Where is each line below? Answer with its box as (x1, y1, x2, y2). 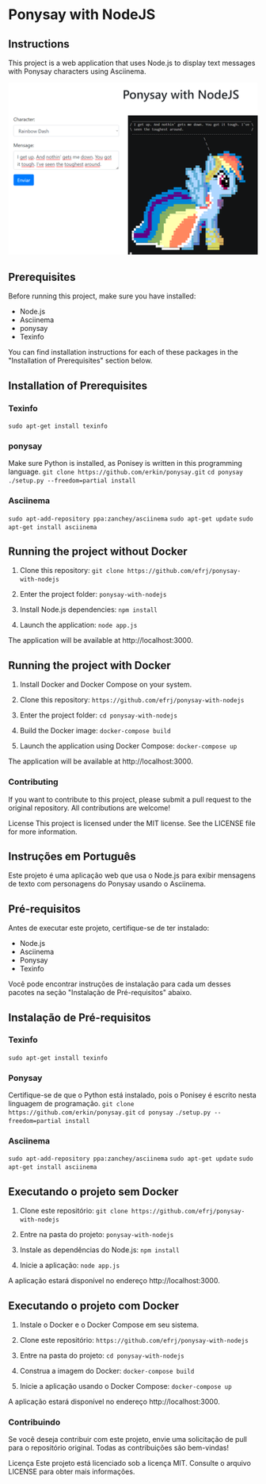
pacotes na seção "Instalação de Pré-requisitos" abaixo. (8, 988, 192, 998)
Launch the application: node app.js (19, 621, 138, 630)
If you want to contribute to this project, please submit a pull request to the (8, 794, 252, 804)
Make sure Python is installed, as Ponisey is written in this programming (8, 459, 243, 468)
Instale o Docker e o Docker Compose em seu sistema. (19, 1320, 199, 1330)
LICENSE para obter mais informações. (8, 1467, 135, 1477)
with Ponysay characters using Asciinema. (8, 67, 146, 76)
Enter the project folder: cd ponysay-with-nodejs (19, 710, 178, 720)
